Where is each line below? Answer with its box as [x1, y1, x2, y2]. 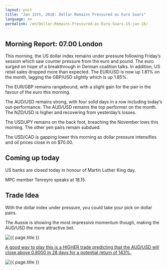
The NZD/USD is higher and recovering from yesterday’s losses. [5, 109, 137, 115]
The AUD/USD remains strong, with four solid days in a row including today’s [5, 99, 163, 105]
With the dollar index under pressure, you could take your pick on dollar [5, 204, 153, 210]
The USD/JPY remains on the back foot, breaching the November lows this [5, 119, 159, 125]
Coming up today [5, 154, 60, 162]
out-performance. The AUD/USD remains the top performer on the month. [5, 104, 157, 110]
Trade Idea [5, 191, 39, 200]
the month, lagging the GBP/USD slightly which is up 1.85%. [5, 74, 128, 80]
